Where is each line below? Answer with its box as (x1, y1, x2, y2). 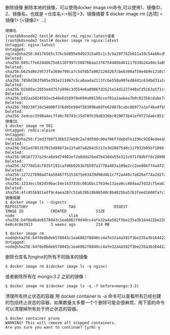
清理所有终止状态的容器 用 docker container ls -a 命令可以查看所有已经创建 (5, 293, 161, 299)
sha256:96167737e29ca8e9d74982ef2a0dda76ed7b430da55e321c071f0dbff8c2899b (5, 154, 166, 159)
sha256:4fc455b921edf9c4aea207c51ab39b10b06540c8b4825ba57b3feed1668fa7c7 (5, 190, 166, 195)
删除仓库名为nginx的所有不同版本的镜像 (5, 254, 88, 260)
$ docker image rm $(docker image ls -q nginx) (5, 264, 108, 269)
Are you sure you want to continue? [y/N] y (5, 325, 101, 330)
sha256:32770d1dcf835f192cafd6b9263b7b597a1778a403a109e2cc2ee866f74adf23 (5, 163, 166, 169)
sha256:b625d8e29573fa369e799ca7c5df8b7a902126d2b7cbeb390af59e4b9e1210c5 (5, 69, 166, 74)
